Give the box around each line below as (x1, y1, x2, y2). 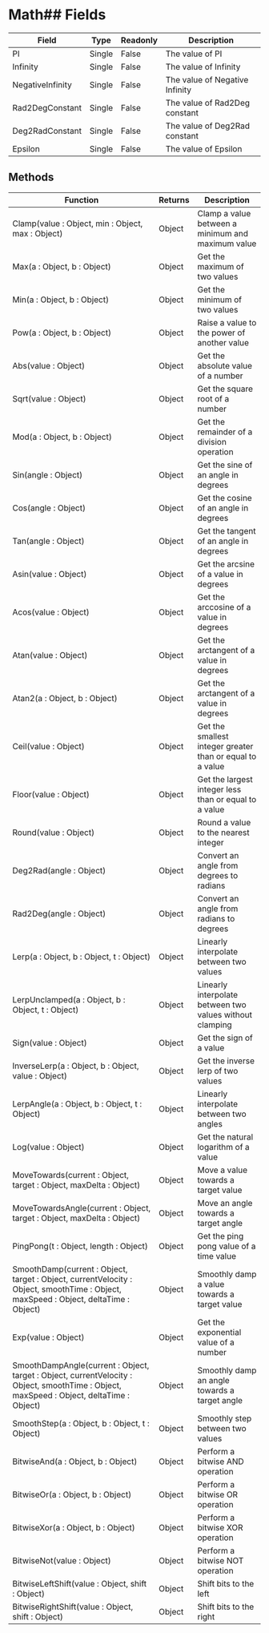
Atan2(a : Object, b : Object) (12, 692, 118, 704)
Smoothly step (197, 1413, 252, 1424)
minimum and (197, 228, 248, 239)
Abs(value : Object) (12, 360, 86, 371)
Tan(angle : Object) (12, 535, 86, 546)
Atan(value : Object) (12, 649, 88, 660)
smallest (197, 731, 229, 742)
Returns (159, 194, 190, 205)
